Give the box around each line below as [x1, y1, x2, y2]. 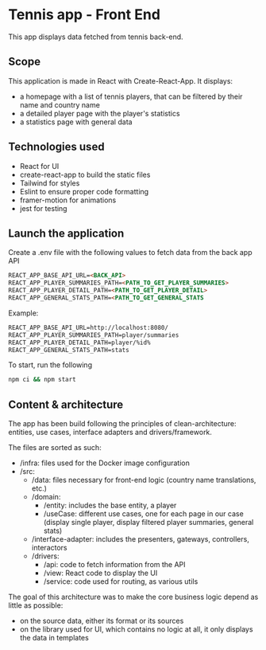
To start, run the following [8, 360, 93, 370]
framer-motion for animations [19, 195, 117, 205]
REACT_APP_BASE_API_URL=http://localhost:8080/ [8, 323, 169, 331]
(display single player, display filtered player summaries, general [43, 518, 254, 527]
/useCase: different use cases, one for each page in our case [43, 509, 244, 519]
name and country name [19, 100, 101, 109]
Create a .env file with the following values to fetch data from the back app [8, 248, 253, 257]
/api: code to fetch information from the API [43, 560, 186, 570]
